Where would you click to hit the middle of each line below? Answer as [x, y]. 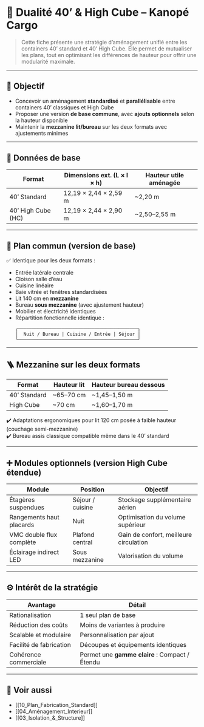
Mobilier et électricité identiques [55, 312]
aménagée [165, 183]
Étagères [22, 500]
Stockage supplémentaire [155, 500]
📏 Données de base [43, 158]
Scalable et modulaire [40, 635]
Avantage [42, 605]
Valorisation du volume [151, 556]
